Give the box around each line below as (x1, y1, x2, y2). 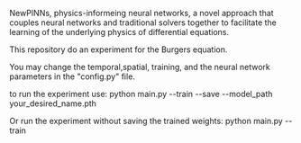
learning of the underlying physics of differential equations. (9, 27, 230, 37)
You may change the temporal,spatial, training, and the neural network (9, 62, 270, 72)
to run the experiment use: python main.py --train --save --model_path (9, 89, 273, 99)
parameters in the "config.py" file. (9, 71, 135, 82)
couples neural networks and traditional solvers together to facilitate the (9, 17, 278, 28)
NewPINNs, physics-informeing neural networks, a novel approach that (9, 8, 274, 18)
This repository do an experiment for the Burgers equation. (9, 44, 228, 55)
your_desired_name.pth (9, 98, 97, 109)
